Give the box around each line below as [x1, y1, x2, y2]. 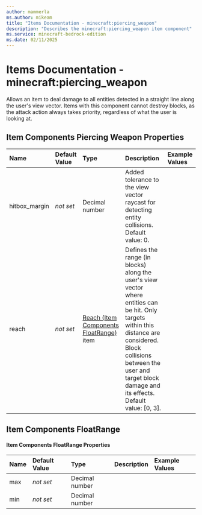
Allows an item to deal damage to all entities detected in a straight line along [6, 95, 195, 103]
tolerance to [125, 175, 159, 184]
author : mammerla [6, 8, 50, 15]
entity [125, 213, 141, 221]
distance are [125, 328, 161, 336]
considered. [125, 336, 159, 344]
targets [125, 313, 145, 321]
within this [125, 321, 155, 329]
